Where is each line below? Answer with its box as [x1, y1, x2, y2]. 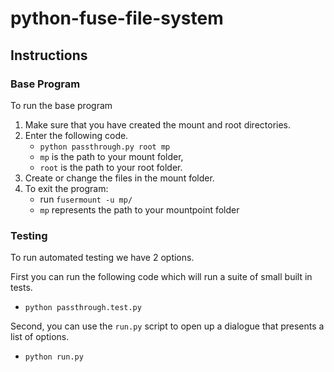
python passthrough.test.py [24, 303, 142, 313]
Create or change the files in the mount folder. [24, 172, 215, 184]
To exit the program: [24, 182, 109, 194]
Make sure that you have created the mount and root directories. [24, 118, 292, 131]
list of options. [10, 331, 70, 343]
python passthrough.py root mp [39, 142, 171, 152]
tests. [10, 282, 33, 294]
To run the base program [10, 99, 113, 111]
